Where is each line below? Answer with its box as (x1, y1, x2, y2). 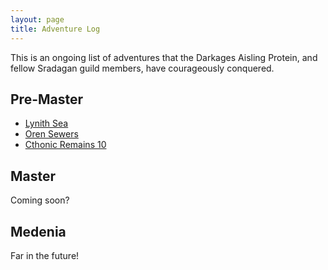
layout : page (10, 14, 65, 25)
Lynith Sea (24, 117, 69, 130)
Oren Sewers (24, 128, 79, 140)
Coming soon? (10, 194, 70, 206)
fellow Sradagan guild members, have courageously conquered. (10, 62, 275, 74)
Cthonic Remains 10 (24, 139, 107, 151)
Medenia (10, 223, 67, 240)
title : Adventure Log (10, 24, 101, 34)
